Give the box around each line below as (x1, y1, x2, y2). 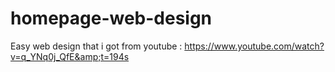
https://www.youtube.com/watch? (184, 40, 325, 52)
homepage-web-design (10, 7, 213, 30)
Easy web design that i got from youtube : (10, 40, 183, 52)
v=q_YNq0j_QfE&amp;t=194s (10, 50, 130, 62)
